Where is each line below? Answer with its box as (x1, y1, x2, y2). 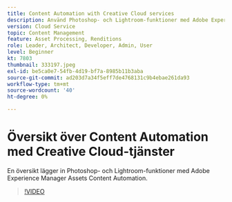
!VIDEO (23, 187, 45, 195)
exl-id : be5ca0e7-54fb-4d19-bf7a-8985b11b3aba (7, 68, 144, 74)
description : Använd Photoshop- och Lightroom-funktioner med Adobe (7, 17, 209, 23)
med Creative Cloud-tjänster (7, 144, 175, 159)
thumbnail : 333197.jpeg (7, 61, 76, 68)
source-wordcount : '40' (7, 87, 76, 94)
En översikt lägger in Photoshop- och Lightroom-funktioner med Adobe (7, 166, 211, 174)
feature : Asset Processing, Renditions (7, 36, 122, 43)
